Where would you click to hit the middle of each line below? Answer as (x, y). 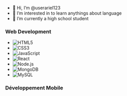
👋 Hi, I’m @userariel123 (36, 8)
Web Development (28, 31)
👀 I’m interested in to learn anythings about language (67, 13)
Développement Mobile (34, 88)
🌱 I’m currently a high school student (50, 18)
